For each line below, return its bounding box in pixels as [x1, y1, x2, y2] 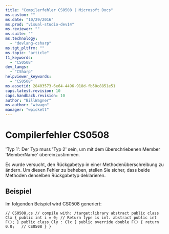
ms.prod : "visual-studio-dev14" [5, 21, 74, 27]
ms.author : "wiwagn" [5, 103, 50, 108]
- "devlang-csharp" [10, 41, 52, 46]
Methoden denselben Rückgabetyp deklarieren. [5, 172, 106, 178]
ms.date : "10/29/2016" [5, 17, 54, 22]
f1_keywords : [5, 55, 33, 60]
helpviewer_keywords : [5, 74, 52, 79]
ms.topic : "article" [5, 50, 50, 55]
